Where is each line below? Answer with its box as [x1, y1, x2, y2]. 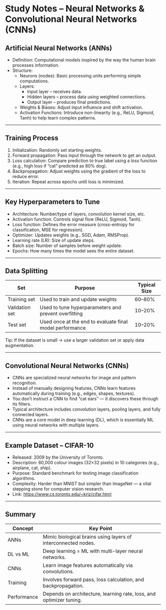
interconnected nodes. [42, 539, 95, 546]
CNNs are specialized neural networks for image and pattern [12, 375, 136, 381]
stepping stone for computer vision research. [12, 486, 105, 492]
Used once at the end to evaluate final [40, 318, 128, 325]
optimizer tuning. [42, 596, 83, 603]
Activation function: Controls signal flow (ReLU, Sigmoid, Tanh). [12, 216, 142, 222]
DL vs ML [7, 550, 30, 557]
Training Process [5, 134, 58, 142]
